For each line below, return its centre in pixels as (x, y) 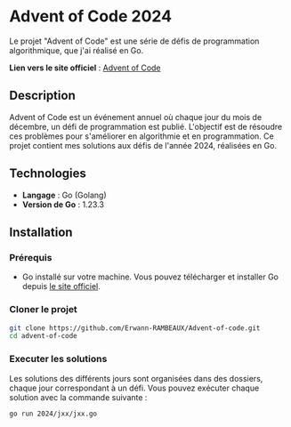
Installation (41, 232)
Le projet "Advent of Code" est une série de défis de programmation (134, 41)
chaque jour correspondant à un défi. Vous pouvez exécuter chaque (134, 388)
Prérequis (31, 257)
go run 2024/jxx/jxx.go (53, 414)
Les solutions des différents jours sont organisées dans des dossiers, (136, 378)
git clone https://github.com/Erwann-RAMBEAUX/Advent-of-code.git (135, 328)
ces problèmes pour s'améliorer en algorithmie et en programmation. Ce (141, 136)
